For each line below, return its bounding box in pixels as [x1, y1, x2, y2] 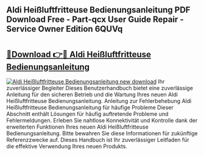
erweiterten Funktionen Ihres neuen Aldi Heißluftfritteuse [6, 123, 149, 130]
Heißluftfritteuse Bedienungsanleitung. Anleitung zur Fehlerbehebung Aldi [6, 97, 192, 104]
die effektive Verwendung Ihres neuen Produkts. [6, 143, 128, 150]
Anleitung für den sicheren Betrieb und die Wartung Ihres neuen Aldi [6, 91, 178, 98]
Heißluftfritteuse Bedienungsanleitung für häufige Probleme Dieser [6, 104, 174, 111]
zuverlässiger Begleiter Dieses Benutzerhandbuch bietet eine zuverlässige [6, 85, 194, 91]
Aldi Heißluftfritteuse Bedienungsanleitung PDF [6, 5, 191, 15]
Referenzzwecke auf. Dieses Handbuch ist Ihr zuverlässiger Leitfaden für [6, 136, 190, 143]
